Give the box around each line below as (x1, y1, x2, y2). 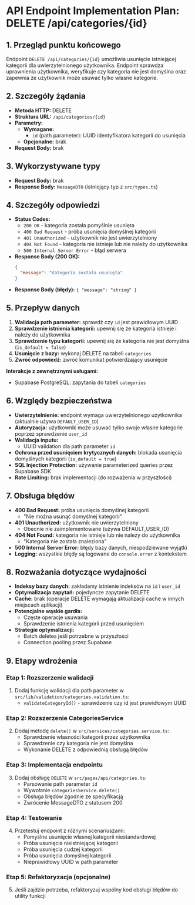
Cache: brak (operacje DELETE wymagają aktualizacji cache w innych (14, 595, 184, 603)
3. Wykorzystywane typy (6, 162, 101, 171)
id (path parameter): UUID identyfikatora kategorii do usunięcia (32, 132, 186, 139)
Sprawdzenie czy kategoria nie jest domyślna (23, 740, 133, 747)
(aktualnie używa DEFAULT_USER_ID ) (14, 418, 99, 425)
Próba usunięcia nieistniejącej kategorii (23, 839, 119, 846)
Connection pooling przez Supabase (23, 639, 112, 646)
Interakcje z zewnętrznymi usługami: (6, 367, 99, 374)
